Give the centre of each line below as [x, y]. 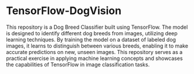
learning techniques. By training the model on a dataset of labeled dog [91, 39]
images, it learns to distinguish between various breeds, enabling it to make [97, 46]
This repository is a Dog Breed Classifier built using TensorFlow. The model [97, 27]
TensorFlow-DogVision [64, 11]
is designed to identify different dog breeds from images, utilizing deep [92, 33]
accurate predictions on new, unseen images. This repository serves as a [94, 52]
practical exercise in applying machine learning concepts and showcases [94, 58]
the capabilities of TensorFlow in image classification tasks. [78, 64]
